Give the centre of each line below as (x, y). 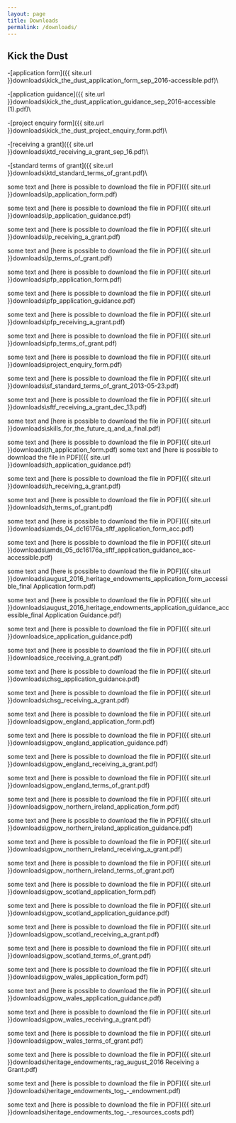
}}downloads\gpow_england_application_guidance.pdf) (88, 743)
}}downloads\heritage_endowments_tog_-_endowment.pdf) (94, 1091)
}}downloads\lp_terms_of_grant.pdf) (60, 258)
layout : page (27, 14)
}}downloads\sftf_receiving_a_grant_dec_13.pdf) (77, 407)
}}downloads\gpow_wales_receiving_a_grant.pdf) (79, 1019)
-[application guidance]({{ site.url (56, 94)
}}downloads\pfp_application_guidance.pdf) (72, 301)
